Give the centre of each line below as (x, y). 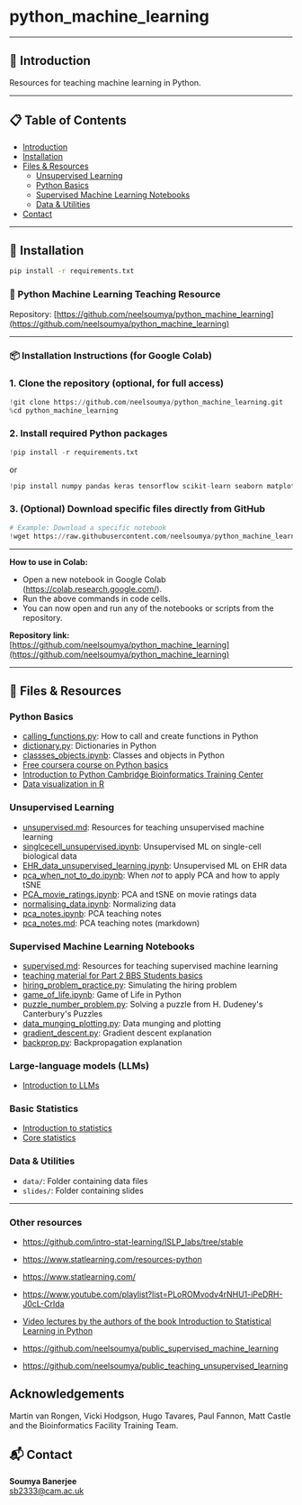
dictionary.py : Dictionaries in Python (89, 746)
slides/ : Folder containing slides (83, 1190)
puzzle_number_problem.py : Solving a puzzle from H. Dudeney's (142, 1004)
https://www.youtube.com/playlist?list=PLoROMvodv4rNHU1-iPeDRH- (152, 1294)
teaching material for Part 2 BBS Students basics (112, 975)
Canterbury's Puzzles (62, 1013)
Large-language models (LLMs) (80, 1065)
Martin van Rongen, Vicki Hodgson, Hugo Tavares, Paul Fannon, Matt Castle (150, 1416)
